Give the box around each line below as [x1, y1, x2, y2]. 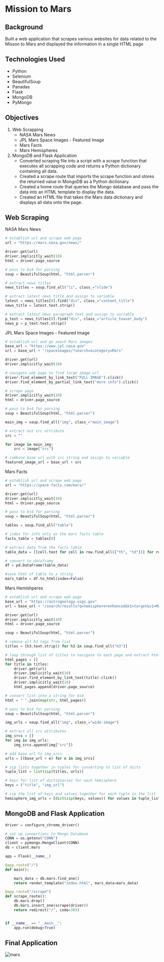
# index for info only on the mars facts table [5, 532, 104, 537]
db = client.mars [5, 845, 41, 850]
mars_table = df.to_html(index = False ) [5, 576, 84, 582]
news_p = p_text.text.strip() [5, 321, 67, 326]
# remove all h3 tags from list [5, 639, 71, 644]
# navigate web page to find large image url [5, 370, 99, 375]
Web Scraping [5, 214, 49, 222]
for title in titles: [5, 662, 49, 667]
